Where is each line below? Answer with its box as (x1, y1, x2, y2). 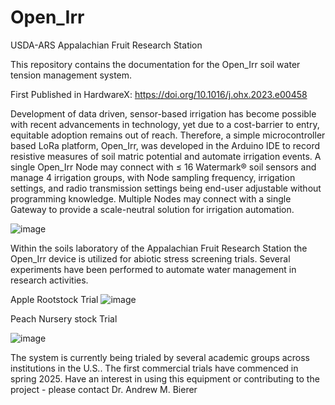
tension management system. (10, 69, 133, 81)
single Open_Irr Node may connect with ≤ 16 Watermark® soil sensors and (10, 161, 317, 173)
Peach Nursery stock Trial (10, 312, 118, 325)
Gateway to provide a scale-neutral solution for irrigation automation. (10, 203, 295, 215)
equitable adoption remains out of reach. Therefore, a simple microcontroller (10, 129, 326, 141)
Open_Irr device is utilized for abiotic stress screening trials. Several (10, 252, 291, 265)
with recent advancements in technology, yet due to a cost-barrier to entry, (10, 118, 320, 130)
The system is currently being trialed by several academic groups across (10, 351, 310, 363)
